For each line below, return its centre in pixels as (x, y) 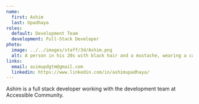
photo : (14, 45)
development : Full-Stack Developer (55, 39)
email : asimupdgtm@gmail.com (47, 66)
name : (13, 12)
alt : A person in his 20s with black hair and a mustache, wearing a (99, 56)
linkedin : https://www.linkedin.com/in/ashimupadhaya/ (81, 72)
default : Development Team (45, 34)
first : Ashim (28, 17)
